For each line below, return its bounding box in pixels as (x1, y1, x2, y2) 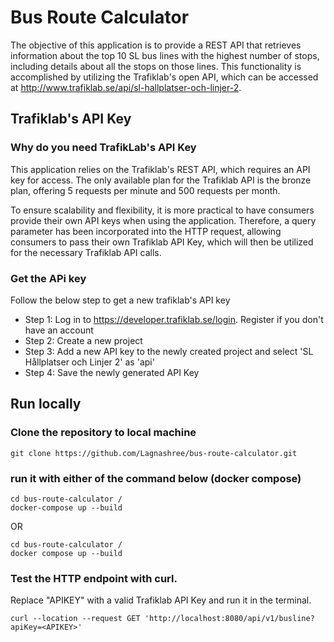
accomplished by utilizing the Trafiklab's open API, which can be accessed (10, 71, 319, 83)
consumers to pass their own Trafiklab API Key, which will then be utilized (10, 236, 314, 248)
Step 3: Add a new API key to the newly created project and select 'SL (24, 345, 314, 357)
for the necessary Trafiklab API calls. (10, 246, 162, 258)
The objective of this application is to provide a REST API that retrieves (10, 39, 302, 51)
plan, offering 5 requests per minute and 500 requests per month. (10, 184, 281, 196)
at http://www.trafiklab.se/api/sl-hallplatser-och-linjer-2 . (10, 81, 242, 93)
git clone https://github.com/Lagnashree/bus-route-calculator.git (10, 448, 298, 458)
